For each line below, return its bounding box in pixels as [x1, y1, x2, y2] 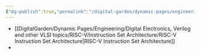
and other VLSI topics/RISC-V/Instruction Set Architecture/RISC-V [14, 31, 177, 38]
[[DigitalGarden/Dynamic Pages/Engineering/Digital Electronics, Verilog [14, 25, 191, 32]
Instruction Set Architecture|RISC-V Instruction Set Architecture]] [14, 37, 175, 44]
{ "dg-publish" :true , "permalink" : [5, 8, 89, 15]
